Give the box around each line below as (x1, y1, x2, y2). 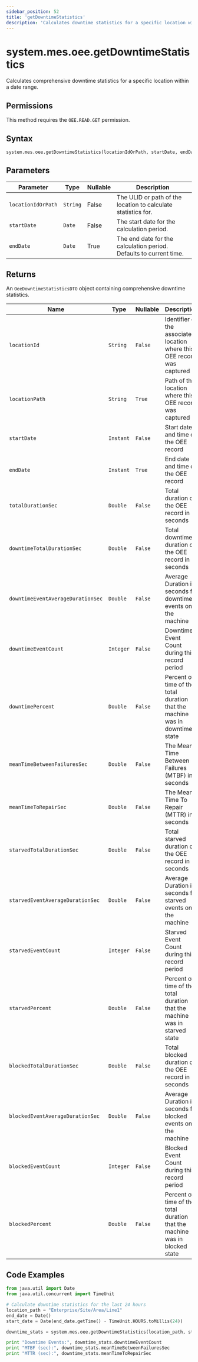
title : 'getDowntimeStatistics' (6, 14, 85, 20)
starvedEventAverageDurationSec (9, 897, 100, 904)
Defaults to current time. (117, 249, 184, 257)
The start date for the (117, 217, 176, 225)
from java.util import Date (6, 1286, 75, 1292)
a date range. (6, 83, 38, 90)
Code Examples (6, 1270, 65, 1280)
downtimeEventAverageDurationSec (9, 596, 103, 602)
